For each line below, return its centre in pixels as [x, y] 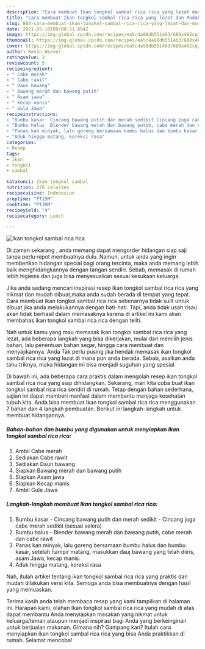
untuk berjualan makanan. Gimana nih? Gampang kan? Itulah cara [89, 627]
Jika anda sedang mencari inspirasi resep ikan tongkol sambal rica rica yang [103, 288]
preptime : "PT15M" [30, 199]
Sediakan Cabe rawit [41, 457]
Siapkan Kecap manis [42, 484]
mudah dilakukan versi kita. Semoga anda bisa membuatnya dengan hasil [99, 583]
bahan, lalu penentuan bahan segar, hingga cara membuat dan [85, 345]
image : [15, 35]
